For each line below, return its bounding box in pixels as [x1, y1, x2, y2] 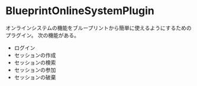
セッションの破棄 [14, 74, 56, 81]
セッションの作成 [14, 51, 56, 58]
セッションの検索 [14, 59, 56, 66]
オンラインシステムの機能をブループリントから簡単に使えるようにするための [5, 24, 192, 31]
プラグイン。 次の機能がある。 [5, 31, 80, 39]
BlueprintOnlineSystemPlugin [5, 4, 154, 18]
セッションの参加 [14, 66, 56, 73]
